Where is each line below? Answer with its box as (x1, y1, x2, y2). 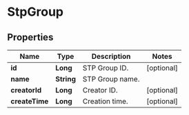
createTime (10, 97, 49, 106)
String (54, 75, 76, 84)
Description (91, 52, 131, 61)
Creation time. (82, 97, 129, 106)
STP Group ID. (82, 63, 129, 73)
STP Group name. (82, 75, 140, 84)
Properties (7, 31, 54, 43)
